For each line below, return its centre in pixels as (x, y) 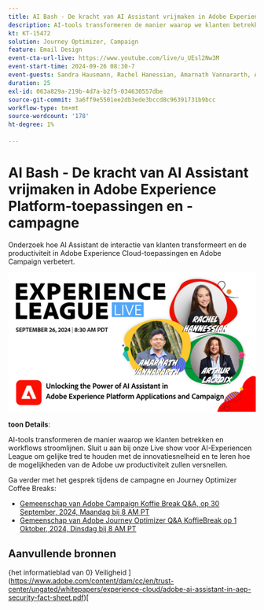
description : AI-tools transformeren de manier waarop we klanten (119, 25)
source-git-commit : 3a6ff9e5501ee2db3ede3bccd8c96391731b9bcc (112, 100)
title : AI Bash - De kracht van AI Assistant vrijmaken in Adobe (117, 17)
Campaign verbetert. (42, 261)
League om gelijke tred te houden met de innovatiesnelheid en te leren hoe (129, 457)
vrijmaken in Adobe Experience (112, 190)
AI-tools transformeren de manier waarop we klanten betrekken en (116, 440)
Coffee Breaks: (32, 489)
